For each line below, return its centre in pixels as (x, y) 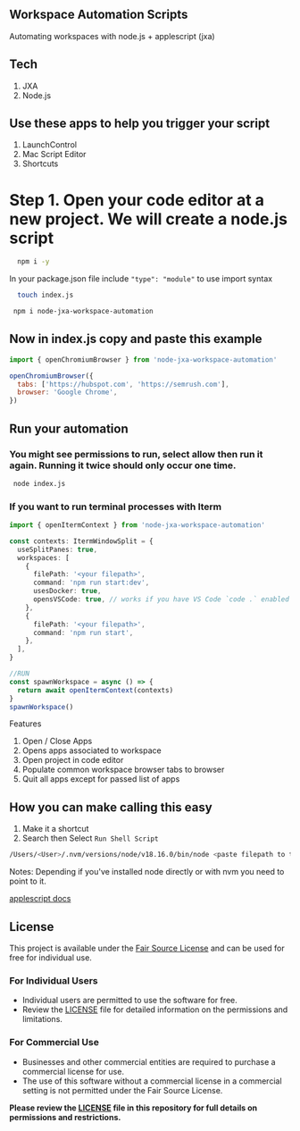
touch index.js (46, 295)
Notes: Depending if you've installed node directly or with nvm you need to (147, 872)
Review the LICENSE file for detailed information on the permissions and (155, 1010)
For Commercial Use (54, 1043)
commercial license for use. (73, 1071)
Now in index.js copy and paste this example (136, 339)
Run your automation (69, 428)
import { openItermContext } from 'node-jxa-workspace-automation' (137, 525)
